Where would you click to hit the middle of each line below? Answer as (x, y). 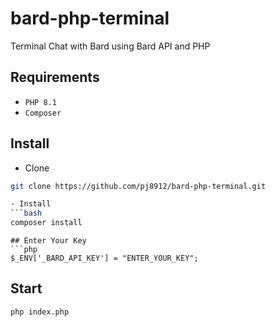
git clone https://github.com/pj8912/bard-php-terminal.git (138, 186)
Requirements (55, 77)
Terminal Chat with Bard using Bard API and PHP (110, 46)
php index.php (40, 312)
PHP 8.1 (40, 102)
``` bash (26, 213)
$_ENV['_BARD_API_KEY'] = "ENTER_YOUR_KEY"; (104, 258)
